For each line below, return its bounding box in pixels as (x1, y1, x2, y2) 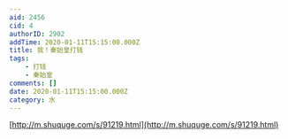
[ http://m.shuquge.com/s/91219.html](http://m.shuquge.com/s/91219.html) (9, 120, 279, 130)
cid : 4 (9, 21, 34, 30)
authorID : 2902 (9, 29, 65, 38)
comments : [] (9, 79, 57, 88)
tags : (9, 54, 29, 63)
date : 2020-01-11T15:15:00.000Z (9, 87, 128, 96)
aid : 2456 (9, 12, 46, 22)
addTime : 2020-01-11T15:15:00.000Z (9, 37, 140, 47)
